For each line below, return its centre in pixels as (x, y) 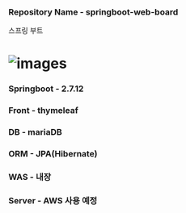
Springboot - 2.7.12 (46, 89)
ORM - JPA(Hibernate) (53, 154)
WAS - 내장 (30, 177)
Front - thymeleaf (43, 111)
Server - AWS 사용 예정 (53, 201)
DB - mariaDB (35, 132)
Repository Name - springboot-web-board (93, 12)
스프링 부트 (26, 31)
